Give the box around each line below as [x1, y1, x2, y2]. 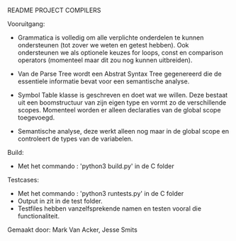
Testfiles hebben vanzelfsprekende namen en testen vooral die [17, 204, 202, 213]
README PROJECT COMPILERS [7, 6, 101, 14]
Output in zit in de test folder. [17, 197, 103, 205]
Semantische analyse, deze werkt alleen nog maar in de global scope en [17, 127, 230, 135]
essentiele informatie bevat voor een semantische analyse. [17, 77, 190, 86]
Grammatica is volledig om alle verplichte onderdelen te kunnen [17, 33, 204, 42]
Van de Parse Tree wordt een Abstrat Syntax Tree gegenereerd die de [17, 70, 222, 78]
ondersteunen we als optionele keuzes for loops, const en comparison [17, 49, 223, 57]
